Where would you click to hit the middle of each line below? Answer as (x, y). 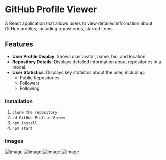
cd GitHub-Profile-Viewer (39, 118)
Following (30, 88)
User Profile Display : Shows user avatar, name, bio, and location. (80, 56)
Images (14, 141)
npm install (25, 123)
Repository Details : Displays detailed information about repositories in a (87, 62)
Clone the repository (35, 113)
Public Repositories (40, 77)
